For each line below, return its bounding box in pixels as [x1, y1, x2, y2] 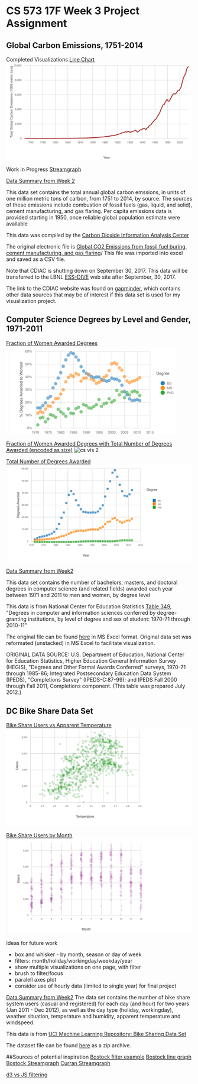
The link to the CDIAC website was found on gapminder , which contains [6, 285, 181, 292]
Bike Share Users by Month [6, 831, 73, 838]
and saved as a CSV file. [6, 256, 66, 263]
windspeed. [6, 1019, 35, 1026]
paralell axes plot [14, 976, 57, 983]
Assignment [6, 17, 67, 30]
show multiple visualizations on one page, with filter [14, 963, 141, 970]
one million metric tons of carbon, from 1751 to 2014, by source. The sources [6, 195, 193, 202]
